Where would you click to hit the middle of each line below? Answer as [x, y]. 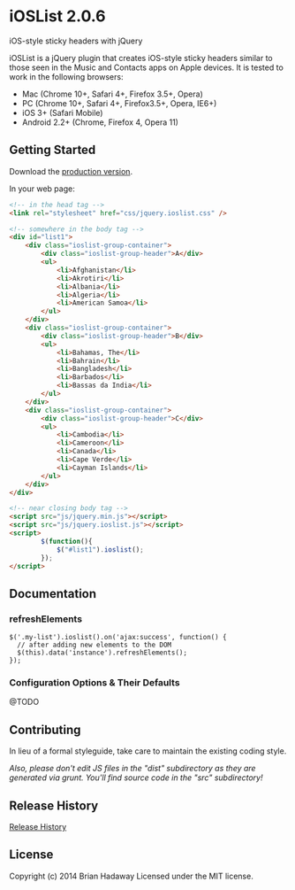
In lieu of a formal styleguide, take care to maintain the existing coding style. [148, 751]
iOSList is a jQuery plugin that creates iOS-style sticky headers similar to [141, 58]
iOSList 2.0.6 [57, 16]
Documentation [53, 594]
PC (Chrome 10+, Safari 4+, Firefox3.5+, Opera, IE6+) [119, 103]
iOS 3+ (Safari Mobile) [62, 112]
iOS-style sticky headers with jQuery [76, 41]
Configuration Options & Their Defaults [95, 682]
